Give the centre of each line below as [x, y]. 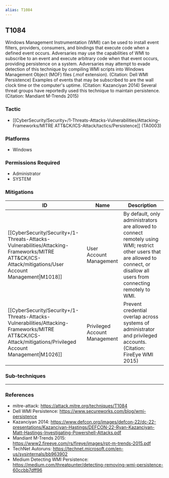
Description [142, 205]
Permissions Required [33, 163]
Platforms [18, 138]
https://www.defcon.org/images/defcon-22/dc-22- [103, 422]
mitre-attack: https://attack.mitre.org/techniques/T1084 [70, 406]
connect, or [137, 264]
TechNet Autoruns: [32, 449]
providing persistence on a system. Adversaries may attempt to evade [78, 64]
